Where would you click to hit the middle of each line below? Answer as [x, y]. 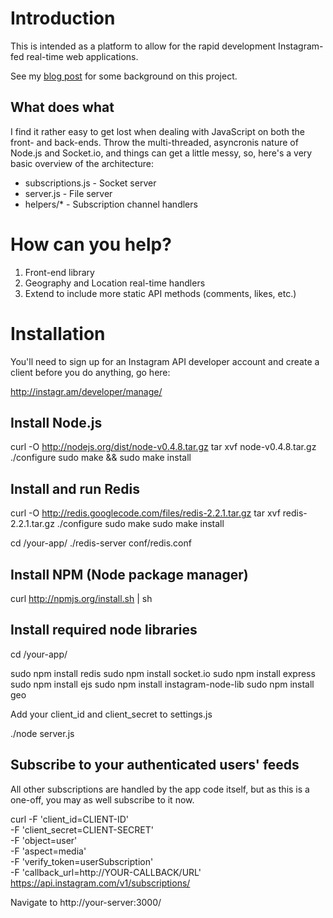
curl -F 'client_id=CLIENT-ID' [69, 819]
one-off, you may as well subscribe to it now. [102, 799]
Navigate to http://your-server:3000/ [86, 902]
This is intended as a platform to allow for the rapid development [143, 46]
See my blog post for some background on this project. [124, 76]
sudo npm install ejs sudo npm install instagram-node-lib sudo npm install [162, 684]
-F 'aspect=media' [48, 851]
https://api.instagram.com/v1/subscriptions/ [100, 883]
